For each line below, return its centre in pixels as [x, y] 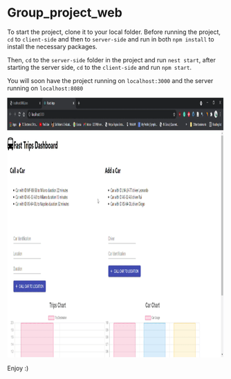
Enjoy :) [18, 368]
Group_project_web [65, 13]
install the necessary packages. [53, 46]
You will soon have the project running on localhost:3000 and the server [110, 80]
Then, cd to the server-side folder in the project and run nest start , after [111, 59]
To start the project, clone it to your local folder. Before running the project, [114, 32]
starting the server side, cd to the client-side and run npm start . [100, 67]
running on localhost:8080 [45, 88]
